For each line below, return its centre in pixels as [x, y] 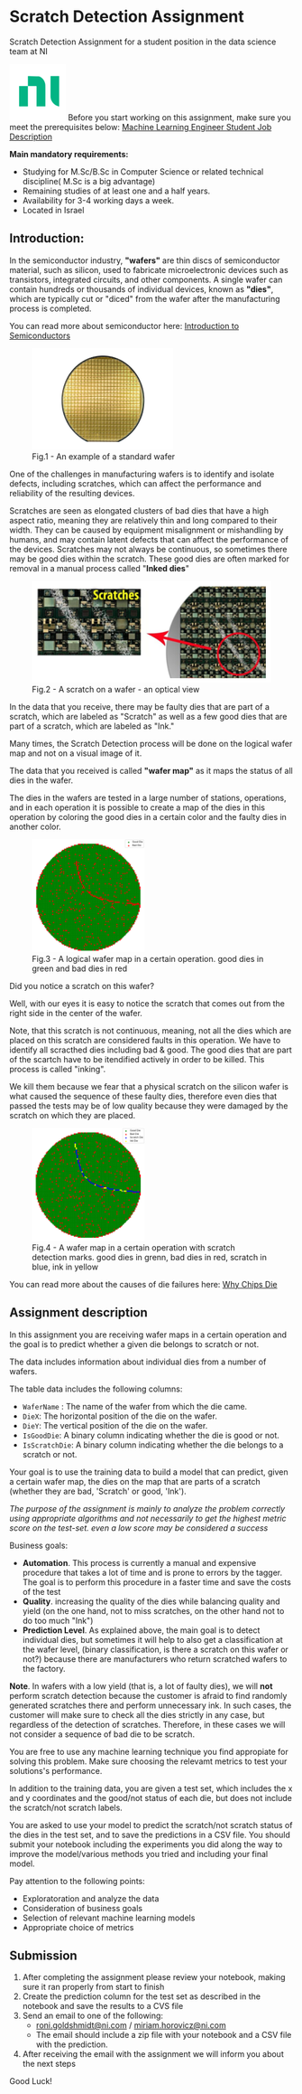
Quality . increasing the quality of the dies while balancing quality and [151, 1601]
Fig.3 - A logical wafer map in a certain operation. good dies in [148, 958]
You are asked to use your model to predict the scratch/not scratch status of [151, 1825]
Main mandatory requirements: [69, 154]
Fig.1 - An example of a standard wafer [104, 456]
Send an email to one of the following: [93, 2016]
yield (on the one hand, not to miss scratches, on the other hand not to [153, 1610]
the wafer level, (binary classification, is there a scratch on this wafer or [155, 1649]
